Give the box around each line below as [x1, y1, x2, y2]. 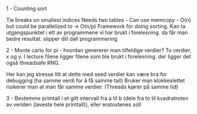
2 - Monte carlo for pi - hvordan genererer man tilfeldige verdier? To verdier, [6, 47, 192, 54]
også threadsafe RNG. [6, 59, 60, 66]
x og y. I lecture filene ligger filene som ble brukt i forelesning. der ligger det [6, 53, 191, 60]
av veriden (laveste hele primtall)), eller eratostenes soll [6, 101, 141, 108]
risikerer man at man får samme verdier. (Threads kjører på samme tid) [6, 83, 179, 90]
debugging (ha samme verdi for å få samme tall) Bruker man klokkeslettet [6, 77, 185, 84]
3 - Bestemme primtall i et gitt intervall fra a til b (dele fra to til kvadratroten [6, 95, 189, 102]
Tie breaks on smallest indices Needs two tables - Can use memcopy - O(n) [6, 17, 191, 23]
